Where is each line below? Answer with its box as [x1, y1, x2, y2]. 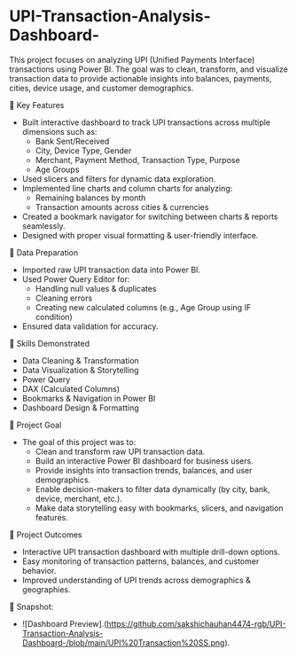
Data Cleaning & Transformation [21, 355, 139, 365]
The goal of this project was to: [21, 436, 137, 447]
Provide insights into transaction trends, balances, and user [35, 465, 253, 475]
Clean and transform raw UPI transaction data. [35, 446, 206, 457]
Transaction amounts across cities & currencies [35, 201, 209, 212]
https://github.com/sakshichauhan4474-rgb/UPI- [106, 618, 286, 629]
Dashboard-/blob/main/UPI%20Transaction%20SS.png [21, 637, 225, 648]
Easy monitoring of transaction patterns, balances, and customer [21, 556, 260, 567]
